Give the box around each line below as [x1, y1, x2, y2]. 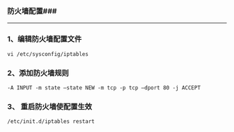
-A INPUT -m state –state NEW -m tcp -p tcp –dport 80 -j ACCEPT [7, 84, 201, 91]
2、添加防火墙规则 [7, 68, 70, 78]
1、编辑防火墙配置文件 [7, 34, 82, 44]
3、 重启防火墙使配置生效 [7, 101, 93, 111]
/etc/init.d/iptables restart [7, 118, 95, 125]
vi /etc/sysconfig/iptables [7, 50, 89, 57]
